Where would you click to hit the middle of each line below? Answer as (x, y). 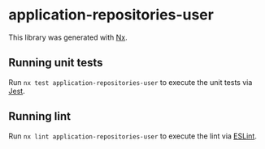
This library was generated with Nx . (68, 37)
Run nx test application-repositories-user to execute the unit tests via (130, 82)
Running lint (40, 116)
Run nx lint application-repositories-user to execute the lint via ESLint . (133, 136)
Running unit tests (56, 63)
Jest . (17, 91)
